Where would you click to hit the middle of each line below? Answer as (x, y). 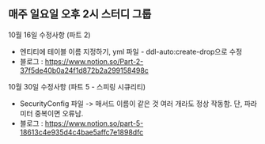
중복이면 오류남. (59, 113)
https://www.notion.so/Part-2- (94, 61)
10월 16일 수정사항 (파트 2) (49, 35)
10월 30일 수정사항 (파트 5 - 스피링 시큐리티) (77, 86)
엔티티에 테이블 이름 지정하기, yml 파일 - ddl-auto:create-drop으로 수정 (131, 51)
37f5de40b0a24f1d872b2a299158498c (84, 70)
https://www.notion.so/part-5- (94, 123)
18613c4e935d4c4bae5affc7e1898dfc (81, 132)
